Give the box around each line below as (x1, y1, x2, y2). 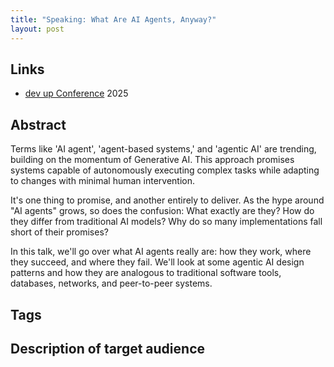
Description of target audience (10, 340, 205, 357)
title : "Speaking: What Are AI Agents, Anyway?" (10, 14, 217, 25)
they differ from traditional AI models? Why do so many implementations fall (10, 216, 323, 228)
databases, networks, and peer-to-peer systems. (10, 277, 213, 290)
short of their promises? (10, 226, 109, 238)
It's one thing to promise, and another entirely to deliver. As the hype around (10, 194, 325, 206)
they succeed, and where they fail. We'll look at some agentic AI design (10, 256, 305, 268)
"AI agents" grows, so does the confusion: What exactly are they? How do (10, 205, 315, 217)
